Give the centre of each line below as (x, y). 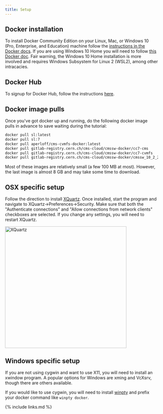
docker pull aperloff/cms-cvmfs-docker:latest (53, 144)
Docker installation (34, 29)
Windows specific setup (42, 361)
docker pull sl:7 (23, 139)
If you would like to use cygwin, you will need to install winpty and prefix (77, 392)
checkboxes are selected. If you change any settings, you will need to (75, 215)
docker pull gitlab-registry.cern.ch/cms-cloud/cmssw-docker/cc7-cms (77, 148)
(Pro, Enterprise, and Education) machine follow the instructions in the (75, 46)
